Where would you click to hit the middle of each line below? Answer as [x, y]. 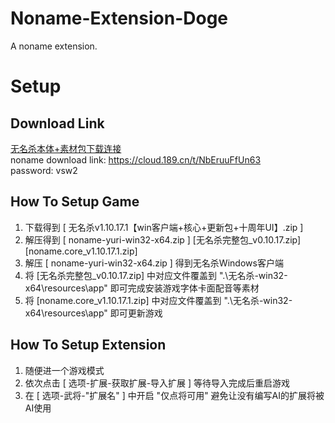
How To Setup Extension [88, 345]
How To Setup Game [75, 202]
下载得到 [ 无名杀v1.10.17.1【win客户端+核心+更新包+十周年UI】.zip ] [164, 227]
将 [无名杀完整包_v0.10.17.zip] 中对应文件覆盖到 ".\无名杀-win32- [156, 275]
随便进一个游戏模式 [64, 370]
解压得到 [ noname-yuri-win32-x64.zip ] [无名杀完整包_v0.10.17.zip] [163, 239]
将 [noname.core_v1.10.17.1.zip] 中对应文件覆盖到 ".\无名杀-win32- [158, 300]
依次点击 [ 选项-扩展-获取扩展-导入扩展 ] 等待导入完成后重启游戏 [157, 383]
